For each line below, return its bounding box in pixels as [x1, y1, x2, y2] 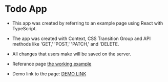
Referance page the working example [12, 60, 92, 67]
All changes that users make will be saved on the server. [12, 51, 132, 57]
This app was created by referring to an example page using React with [12, 20, 163, 26]
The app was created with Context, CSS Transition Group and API [12, 35, 151, 42]
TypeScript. [12, 25, 37, 31]
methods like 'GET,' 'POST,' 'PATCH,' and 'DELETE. [12, 40, 119, 47]
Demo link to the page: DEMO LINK [12, 70, 87, 77]
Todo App [5, 3, 47, 15]
